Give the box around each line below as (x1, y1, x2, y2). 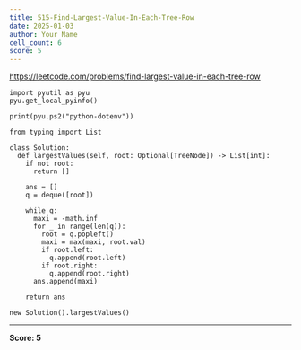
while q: (25, 206, 58, 215)
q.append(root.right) (48, 269, 130, 278)
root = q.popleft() (41, 230, 115, 239)
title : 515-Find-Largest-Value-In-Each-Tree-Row (9, 13, 194, 22)
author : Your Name (9, 30, 78, 39)
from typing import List (9, 127, 102, 137)
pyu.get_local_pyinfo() (9, 96, 99, 106)
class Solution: (9, 144, 70, 153)
